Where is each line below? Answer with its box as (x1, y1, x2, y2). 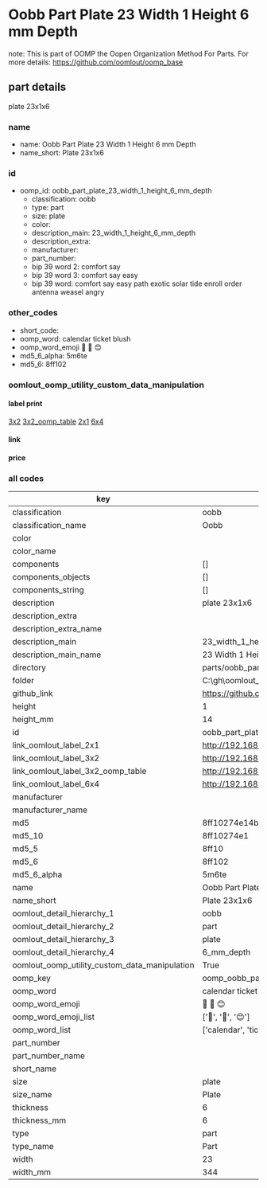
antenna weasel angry (31, 287, 105, 297)
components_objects (12, 572, 91, 583)
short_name (12, 1063, 57, 1074)
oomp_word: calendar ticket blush (19, 334, 131, 343)
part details (8, 80, 67, 94)
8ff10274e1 (202, 830, 249, 842)
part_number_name (12, 1050, 85, 1061)
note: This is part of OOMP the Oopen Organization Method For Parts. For (8, 49, 249, 58)
